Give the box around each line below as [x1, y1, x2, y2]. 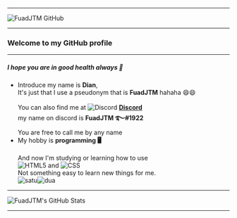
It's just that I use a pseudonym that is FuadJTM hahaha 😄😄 [17, 89, 196, 97]
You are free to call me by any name [17, 128, 123, 137]
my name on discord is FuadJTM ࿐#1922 [17, 114, 144, 122]
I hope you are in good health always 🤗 [7, 63, 123, 71]
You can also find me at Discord [17, 103, 142, 112]
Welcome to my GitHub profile [7, 38, 113, 48]
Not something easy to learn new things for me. [17, 169, 157, 177]
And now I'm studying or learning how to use [17, 154, 148, 162]
